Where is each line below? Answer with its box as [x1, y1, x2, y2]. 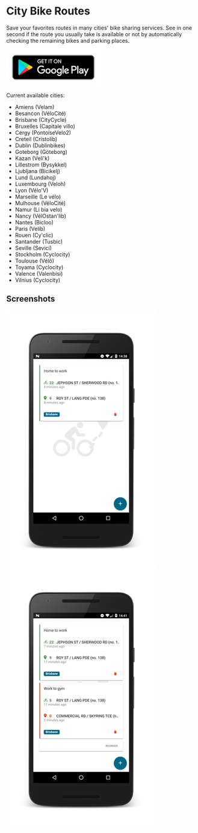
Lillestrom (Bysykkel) [14, 161, 67, 168]
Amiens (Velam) [14, 103, 55, 110]
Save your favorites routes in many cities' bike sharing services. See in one [6, 24, 193, 31]
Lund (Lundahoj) [14, 174, 56, 181]
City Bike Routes [6, 4, 90, 18]
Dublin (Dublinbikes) [14, 142, 66, 149]
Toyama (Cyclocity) [14, 264, 64, 271]
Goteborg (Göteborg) [14, 148, 68, 155]
